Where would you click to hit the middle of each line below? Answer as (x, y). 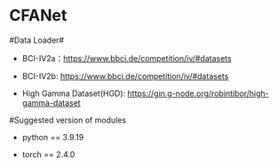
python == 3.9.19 (53, 137)
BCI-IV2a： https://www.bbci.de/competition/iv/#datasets (127, 58)
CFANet (38, 16)
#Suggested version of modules (68, 120)
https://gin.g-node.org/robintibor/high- (198, 93)
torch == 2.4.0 (48, 154)
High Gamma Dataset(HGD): (74, 93)
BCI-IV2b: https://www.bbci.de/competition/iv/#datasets (125, 76)
